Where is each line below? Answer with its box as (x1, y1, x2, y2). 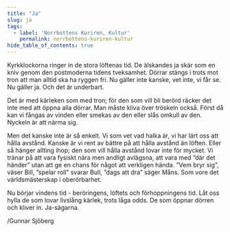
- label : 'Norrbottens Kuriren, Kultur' (13, 29, 130, 36)
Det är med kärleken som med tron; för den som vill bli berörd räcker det (7, 96, 211, 104)
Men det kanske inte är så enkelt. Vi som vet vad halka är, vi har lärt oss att (7, 131, 219, 140)
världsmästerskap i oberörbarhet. (7, 176, 102, 183)
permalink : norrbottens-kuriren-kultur (19, 36, 134, 43)
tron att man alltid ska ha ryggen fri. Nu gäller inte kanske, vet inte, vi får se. (7, 76, 221, 83)
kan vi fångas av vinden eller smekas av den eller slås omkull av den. (7, 111, 203, 119)
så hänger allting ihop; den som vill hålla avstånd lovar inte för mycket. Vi (7, 146, 214, 154)
